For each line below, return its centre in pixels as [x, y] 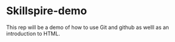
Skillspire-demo [47, 11]
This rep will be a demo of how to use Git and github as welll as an [87, 27]
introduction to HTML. [33, 33]
